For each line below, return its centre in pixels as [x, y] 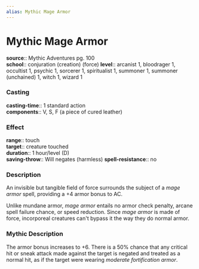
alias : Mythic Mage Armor [38, 12]
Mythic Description [35, 234]
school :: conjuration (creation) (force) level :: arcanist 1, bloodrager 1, [91, 64]
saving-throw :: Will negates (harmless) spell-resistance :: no [82, 160]
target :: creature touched [37, 146]
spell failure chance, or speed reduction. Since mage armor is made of [93, 212]
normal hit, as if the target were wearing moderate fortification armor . [92, 259]
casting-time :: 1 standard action [46, 105]
